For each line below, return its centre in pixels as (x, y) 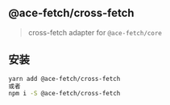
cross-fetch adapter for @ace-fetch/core (95, 32)
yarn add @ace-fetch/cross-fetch (64, 79)
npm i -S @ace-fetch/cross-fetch (64, 94)
